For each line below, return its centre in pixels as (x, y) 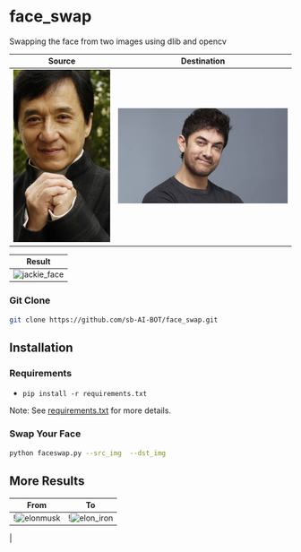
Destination (203, 61)
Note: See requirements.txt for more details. (90, 410)
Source (62, 61)
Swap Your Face (45, 434)
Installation (41, 348)
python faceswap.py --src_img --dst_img (88, 453)
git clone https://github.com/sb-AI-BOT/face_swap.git (114, 320)
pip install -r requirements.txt (85, 393)
